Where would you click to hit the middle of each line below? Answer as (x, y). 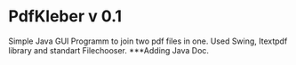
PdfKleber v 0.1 (65, 16)
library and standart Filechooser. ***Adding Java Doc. (109, 50)
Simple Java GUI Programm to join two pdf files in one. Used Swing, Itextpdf (148, 41)
